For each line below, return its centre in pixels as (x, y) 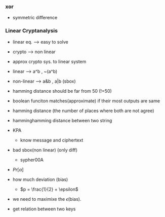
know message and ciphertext (52, 140)
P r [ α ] (18, 169)
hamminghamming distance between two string (62, 120)
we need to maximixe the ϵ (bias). (47, 199)
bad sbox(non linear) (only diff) (45, 150)
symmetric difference (35, 18)
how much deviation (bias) (40, 179)
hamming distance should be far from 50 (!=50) (62, 91)
